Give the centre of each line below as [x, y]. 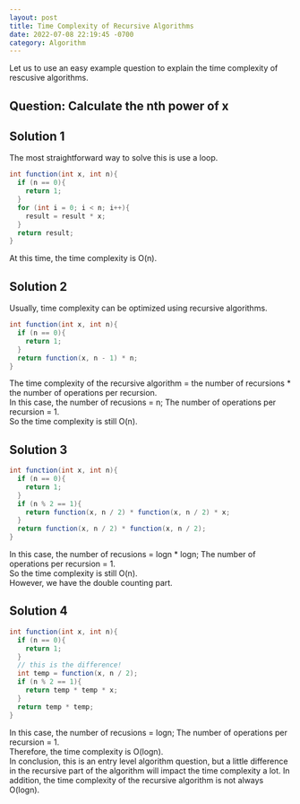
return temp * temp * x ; [72, 690]
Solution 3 [39, 450]
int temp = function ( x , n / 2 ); [78, 674]
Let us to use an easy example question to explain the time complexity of [144, 68]
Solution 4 [39, 611]
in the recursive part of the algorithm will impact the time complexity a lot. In [150, 770]
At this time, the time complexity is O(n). [83, 258]
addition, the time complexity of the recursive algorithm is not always [137, 780]
